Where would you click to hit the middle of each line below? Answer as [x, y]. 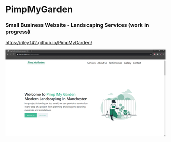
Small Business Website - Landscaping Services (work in [77, 25]
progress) [18, 32]
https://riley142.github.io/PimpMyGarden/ [49, 43]
